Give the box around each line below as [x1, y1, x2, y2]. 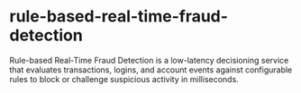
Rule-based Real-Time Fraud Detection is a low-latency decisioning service [9, 55, 289, 65]
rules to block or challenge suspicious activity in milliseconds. [9, 73, 239, 84]
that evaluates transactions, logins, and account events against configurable [9, 64, 293, 75]
